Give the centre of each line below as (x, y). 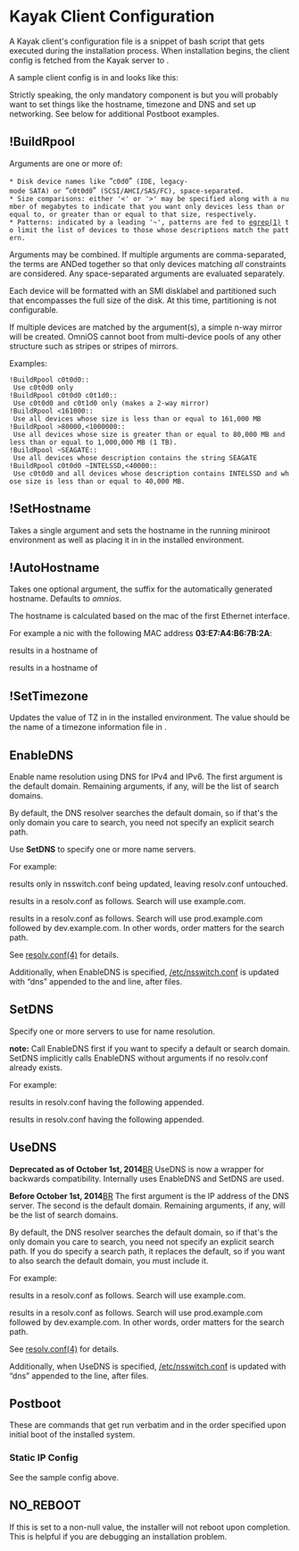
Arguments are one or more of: (66, 163)
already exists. (36, 1067)
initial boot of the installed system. (72, 1435)
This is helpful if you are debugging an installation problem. (118, 1536)
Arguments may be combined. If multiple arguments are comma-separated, (148, 254)
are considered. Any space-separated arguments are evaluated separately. (147, 273)
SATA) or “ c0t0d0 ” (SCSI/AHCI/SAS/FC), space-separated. (137, 190)
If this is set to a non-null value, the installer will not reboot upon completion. (150, 1527)
